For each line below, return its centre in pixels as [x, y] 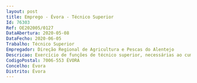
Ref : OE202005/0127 [30, 28]
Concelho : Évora [26, 66]
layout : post [22, 11]
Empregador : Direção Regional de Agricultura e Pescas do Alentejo [90, 50]
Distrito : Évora [26, 71]
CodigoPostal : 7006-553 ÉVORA [43, 60]
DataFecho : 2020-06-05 [34, 39]
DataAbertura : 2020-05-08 [38, 33]
